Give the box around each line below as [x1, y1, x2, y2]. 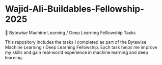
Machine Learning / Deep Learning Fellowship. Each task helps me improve [5, 44, 158, 50]
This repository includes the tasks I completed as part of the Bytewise [5, 39, 147, 45]
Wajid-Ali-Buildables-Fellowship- [5, 3, 145, 15]
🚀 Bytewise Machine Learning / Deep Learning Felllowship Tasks [5, 30, 136, 35]
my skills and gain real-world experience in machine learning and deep [5, 49, 149, 55]
